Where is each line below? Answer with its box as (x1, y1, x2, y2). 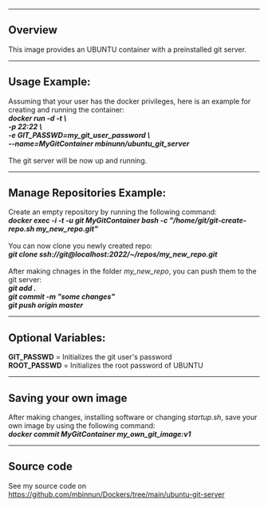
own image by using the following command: (8, 421, 156, 430)
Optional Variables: (8, 331, 106, 344)
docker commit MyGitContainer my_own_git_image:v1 (8, 430, 191, 439)
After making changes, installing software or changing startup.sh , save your (8, 412, 258, 422)
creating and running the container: (8, 104, 125, 114)
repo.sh (8, 224, 35, 234)
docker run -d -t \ (8, 113, 67, 123)
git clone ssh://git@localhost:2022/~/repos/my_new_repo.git (8, 250, 218, 259)
